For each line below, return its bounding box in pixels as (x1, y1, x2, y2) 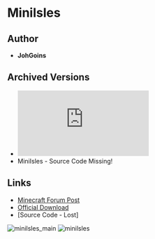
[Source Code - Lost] (17, 210, 79, 219)
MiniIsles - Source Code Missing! (17, 157, 113, 165)
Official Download (17, 203, 69, 211)
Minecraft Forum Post (17, 196, 80, 204)
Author (7, 33, 38, 45)
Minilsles (7, 5, 61, 21)
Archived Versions (7, 71, 90, 83)
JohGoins (17, 51, 47, 59)
